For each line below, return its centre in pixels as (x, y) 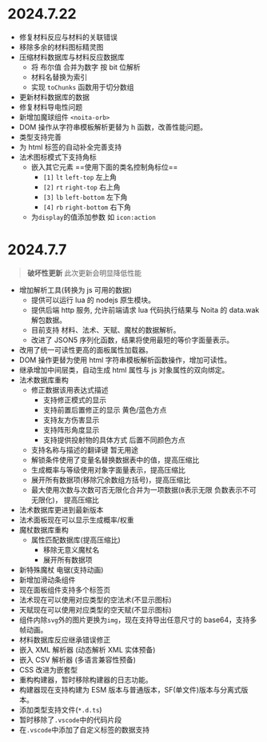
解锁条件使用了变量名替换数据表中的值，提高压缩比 (115, 460)
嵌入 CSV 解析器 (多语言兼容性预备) (78, 660)
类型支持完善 (40, 137)
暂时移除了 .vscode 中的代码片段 (70, 720)
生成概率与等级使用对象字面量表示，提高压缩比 (108, 469)
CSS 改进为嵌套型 (48, 669)
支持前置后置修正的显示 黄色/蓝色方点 (105, 409)
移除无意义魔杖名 (71, 549)
